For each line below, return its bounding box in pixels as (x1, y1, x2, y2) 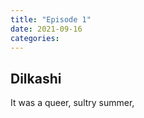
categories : (10, 33, 60, 43)
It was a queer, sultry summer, (10, 97, 135, 109)
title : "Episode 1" (10, 14, 92, 25)
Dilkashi (10, 70, 62, 87)
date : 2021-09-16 (10, 24, 83, 34)
